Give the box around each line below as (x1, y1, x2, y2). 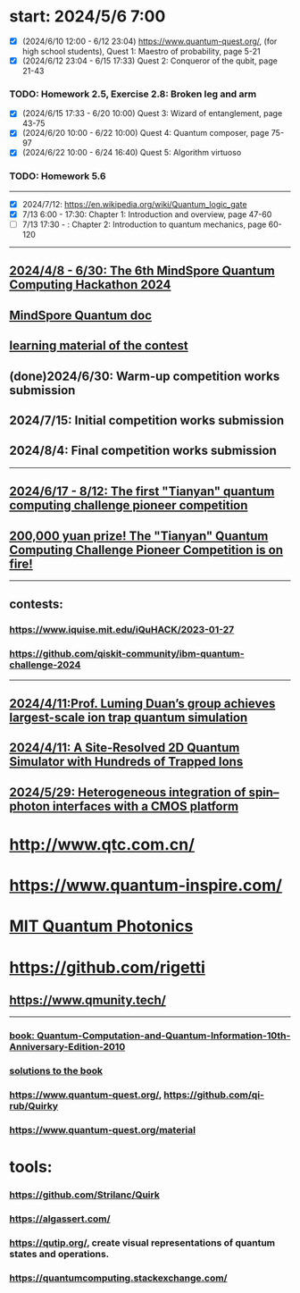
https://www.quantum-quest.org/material (9, 1124, 196, 1137)
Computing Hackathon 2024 (9, 277, 171, 292)
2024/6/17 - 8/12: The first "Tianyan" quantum (9, 484, 275, 500)
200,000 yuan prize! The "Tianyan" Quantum (9, 528, 269, 543)
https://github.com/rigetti (9, 957, 205, 978)
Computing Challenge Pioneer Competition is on (9, 542, 284, 558)
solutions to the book (9, 1065, 103, 1078)
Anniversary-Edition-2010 (9, 1041, 126, 1054)
